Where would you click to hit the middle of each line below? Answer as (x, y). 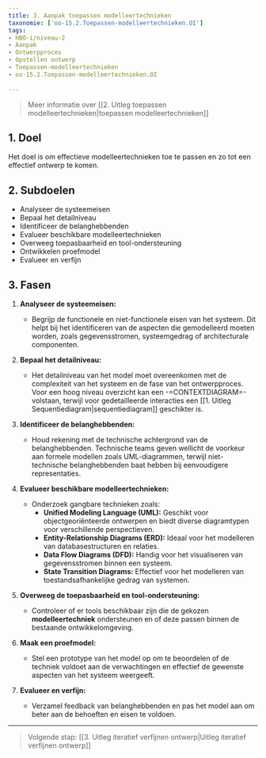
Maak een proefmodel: (58, 642)
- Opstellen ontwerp (42, 60)
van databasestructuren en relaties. (101, 546)
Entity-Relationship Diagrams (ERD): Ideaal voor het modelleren (149, 538)
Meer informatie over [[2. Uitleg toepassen (97, 105)
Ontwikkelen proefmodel (60, 251)
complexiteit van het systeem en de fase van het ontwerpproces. (137, 383)
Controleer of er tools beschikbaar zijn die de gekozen (120, 611)
